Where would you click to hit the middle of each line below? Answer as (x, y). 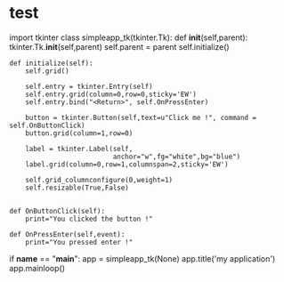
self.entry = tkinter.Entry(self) (89, 86)
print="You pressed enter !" (79, 242)
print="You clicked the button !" (89, 219)
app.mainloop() (37, 268)
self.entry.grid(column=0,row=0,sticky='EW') (111, 94)
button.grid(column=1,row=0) (79, 133)
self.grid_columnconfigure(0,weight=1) (99, 180)
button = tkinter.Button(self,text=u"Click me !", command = (141, 117)
